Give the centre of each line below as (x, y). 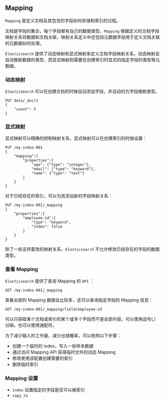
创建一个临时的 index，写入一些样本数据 (53, 346)
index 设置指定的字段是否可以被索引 (48, 390)
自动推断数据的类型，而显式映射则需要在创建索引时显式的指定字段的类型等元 (82, 60)
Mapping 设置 (22, 378)
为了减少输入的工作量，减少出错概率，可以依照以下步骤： (63, 335)
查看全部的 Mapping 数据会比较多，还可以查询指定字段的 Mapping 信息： (79, 300)
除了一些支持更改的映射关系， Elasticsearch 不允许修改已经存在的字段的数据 (82, 249)
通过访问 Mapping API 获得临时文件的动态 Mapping (64, 352)
